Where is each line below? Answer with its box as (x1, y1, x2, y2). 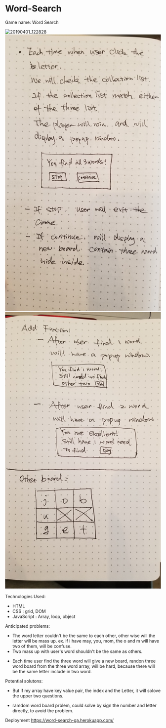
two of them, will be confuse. (12, 643, 72, 649)
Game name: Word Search (5, 19, 59, 25)
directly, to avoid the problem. (12, 707, 73, 714)
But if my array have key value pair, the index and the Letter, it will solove (12, 688, 161, 693)
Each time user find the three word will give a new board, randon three (12, 658, 156, 664)
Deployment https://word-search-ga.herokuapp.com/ (5, 717, 114, 723)
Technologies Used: (5, 593, 46, 599)
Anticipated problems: (5, 623, 50, 629)
